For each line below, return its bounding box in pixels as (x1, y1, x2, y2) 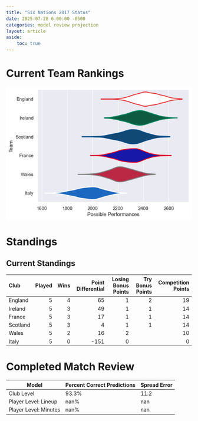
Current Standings (6, 258, 75, 268)
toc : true (16, 41, 41, 47)
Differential (76, 285, 105, 292)
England (8, 297, 29, 304)
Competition (158, 279, 190, 286)
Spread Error (140, 381, 173, 389)
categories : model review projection (6, 22, 99, 28)
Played (35, 282, 53, 289)
